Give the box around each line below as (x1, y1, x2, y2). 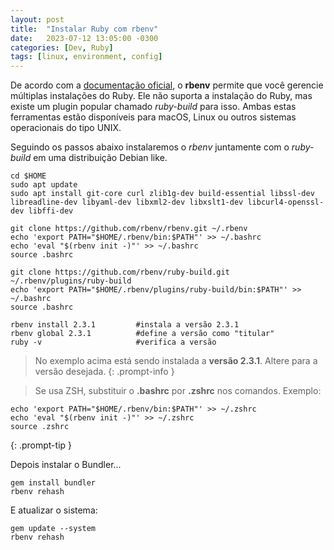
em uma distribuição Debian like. (33, 152, 168, 164)
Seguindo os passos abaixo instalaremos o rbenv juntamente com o (10, 141, 290, 153)
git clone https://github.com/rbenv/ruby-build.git (10, 267, 230, 278)
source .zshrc (10, 422, 70, 432)
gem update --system (10, 524, 97, 534)
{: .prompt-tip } (10, 439, 73, 451)
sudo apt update (10, 180, 78, 190)
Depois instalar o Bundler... (10, 459, 122, 471)
